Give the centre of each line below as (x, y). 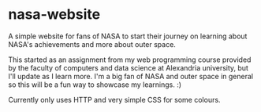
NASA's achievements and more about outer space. (92, 44)
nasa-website (54, 14)
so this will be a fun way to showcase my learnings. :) (95, 85)
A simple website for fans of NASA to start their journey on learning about (128, 36)
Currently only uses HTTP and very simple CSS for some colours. (114, 99)
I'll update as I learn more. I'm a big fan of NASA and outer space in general (131, 76)
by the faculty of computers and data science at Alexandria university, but (128, 67)
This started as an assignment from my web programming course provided (130, 60)
